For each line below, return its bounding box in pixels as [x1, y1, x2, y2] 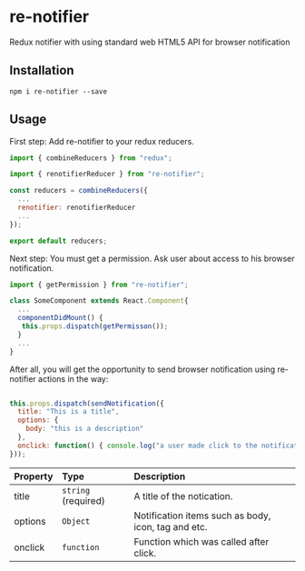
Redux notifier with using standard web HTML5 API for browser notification [9, 36, 290, 47]
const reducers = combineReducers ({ [9, 186, 148, 195]
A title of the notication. [133, 489, 233, 502]
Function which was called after [133, 535, 270, 547]
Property [14, 470, 54, 483]
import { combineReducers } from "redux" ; [9, 153, 172, 163]
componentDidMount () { [17, 314, 103, 323]
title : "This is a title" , [17, 407, 120, 416]
